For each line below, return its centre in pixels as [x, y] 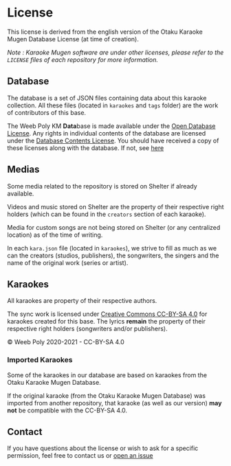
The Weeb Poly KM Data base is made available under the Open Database [111, 126]
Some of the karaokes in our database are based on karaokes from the [107, 375]
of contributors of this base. [47, 112]
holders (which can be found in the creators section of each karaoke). [107, 214]
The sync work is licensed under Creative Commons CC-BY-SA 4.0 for [107, 314]
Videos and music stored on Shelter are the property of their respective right [115, 206]
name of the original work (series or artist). [68, 262]
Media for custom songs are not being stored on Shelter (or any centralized [114, 227]
